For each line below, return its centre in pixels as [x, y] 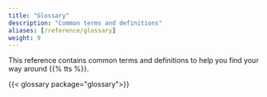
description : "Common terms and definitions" [85, 23]
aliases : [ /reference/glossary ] [62, 30]
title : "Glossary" [39, 16]
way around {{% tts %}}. [49, 69]
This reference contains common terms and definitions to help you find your [133, 60]
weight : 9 [25, 38]
